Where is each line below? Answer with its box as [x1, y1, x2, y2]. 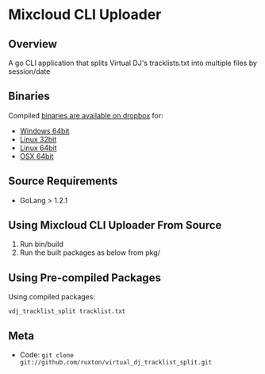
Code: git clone [19, 350, 74, 360]
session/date [8, 67, 51, 76]
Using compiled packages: [8, 292, 95, 302]
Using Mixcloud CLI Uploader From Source [8, 218, 222, 232]
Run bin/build [19, 240, 63, 249]
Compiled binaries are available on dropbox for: [8, 110, 164, 120]
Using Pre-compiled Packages [8, 271, 161, 284]
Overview [8, 37, 58, 51]
